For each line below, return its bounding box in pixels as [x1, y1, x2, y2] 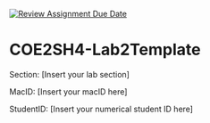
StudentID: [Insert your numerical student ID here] [9, 103, 194, 114]
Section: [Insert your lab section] [9, 69, 130, 79]
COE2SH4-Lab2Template [9, 40, 201, 60]
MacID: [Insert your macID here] [9, 86, 128, 97]
